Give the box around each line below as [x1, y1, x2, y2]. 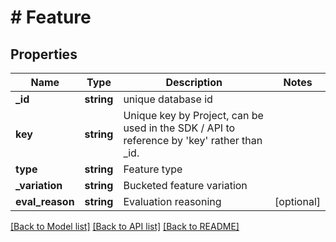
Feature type [123, 162, 183, 176]
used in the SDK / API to [123, 121, 236, 135]
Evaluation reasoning [123, 195, 222, 208]
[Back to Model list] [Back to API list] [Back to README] [10, 221, 240, 232]
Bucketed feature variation [123, 179, 248, 192]
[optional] [274, 195, 321, 208]
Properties [10, 46, 78, 63]
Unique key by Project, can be [123, 109, 264, 122]
